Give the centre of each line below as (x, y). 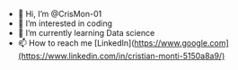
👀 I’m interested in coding (65, 23)
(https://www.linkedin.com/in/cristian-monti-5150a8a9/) (121, 56)
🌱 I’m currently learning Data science (86, 33)
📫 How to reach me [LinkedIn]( (76, 43)
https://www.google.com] (181, 43)
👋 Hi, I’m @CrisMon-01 (60, 14)
